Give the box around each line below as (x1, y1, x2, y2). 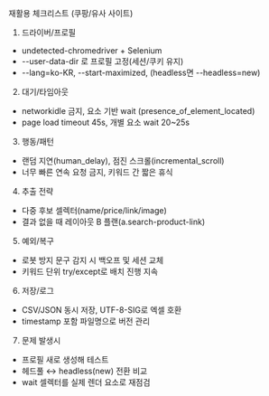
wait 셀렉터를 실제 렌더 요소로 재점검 (21, 377, 151, 387)
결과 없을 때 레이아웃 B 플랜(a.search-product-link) (21, 216, 206, 227)
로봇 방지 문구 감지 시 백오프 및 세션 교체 (21, 255, 164, 265)
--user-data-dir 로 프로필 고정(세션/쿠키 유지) (21, 56, 184, 66)
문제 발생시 (21, 335, 61, 345)
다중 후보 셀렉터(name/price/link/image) (21, 205, 168, 215)
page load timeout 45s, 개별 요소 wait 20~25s (21, 117, 190, 127)
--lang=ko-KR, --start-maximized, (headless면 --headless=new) (21, 67, 261, 78)
